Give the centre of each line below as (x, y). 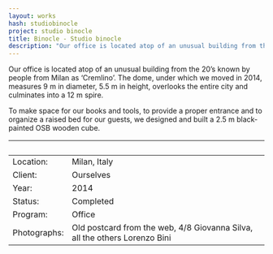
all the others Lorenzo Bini (121, 238)
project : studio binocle (50, 31)
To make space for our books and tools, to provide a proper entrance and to (135, 111)
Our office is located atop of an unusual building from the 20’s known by (129, 69)
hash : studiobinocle (43, 24)
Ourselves (91, 175)
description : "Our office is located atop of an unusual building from (132, 46)
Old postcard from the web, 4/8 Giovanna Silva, (162, 228)
